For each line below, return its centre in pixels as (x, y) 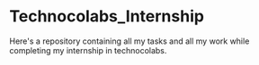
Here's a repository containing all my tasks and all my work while (129, 41)
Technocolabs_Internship (107, 16)
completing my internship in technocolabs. (88, 50)
